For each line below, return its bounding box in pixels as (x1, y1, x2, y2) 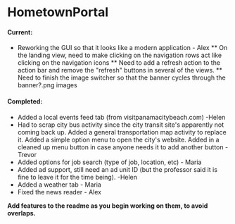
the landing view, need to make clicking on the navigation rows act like (17, 51, 222, 60)
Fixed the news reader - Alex (17, 187, 102, 196)
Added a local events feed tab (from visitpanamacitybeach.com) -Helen (17, 113, 226, 121)
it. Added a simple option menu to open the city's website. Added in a (17, 135, 220, 144)
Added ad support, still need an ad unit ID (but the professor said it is (17, 165, 218, 173)
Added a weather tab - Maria (17, 180, 102, 189)
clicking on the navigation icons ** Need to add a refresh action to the (17, 58, 220, 67)
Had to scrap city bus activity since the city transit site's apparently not (17, 120, 224, 129)
